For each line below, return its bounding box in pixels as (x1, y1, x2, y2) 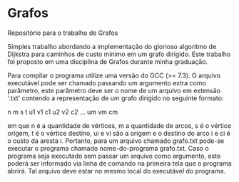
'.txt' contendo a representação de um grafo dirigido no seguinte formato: (7, 94, 224, 102)
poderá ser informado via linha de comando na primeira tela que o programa (7, 159, 232, 168)
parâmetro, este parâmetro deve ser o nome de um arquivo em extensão (7, 86, 221, 95)
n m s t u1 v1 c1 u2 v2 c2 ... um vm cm (7, 107, 118, 116)
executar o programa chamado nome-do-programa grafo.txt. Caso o (7, 144, 209, 152)
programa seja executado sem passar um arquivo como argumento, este (7, 151, 221, 160)
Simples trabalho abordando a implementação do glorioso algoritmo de (7, 42, 217, 50)
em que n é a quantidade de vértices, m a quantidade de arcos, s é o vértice (7, 121, 232, 129)
